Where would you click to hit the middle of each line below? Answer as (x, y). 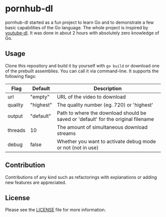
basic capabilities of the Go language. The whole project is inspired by (77, 27)
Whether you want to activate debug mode (106, 141)
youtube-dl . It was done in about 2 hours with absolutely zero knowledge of (82, 33)
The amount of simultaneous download (102, 127)
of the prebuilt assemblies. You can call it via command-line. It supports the (82, 71)
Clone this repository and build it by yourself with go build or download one (82, 65)
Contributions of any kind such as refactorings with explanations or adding (81, 177)
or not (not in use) (78, 148)
